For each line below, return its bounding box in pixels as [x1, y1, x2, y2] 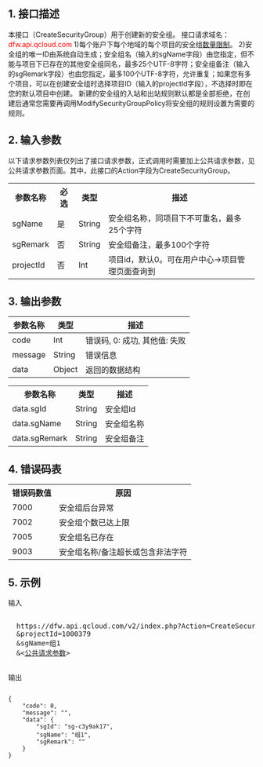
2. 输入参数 [8, 133, 62, 147]
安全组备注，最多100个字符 [108, 239, 210, 250]
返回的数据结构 [85, 364, 141, 375]
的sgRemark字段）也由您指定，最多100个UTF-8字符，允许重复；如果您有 [8, 69, 245, 79]
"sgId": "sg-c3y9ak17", [36, 723, 113, 731]
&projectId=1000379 [16, 630, 92, 638]
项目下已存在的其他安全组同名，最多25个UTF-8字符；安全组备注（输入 [21, 59, 250, 68]
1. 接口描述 [8, 7, 60, 21]
